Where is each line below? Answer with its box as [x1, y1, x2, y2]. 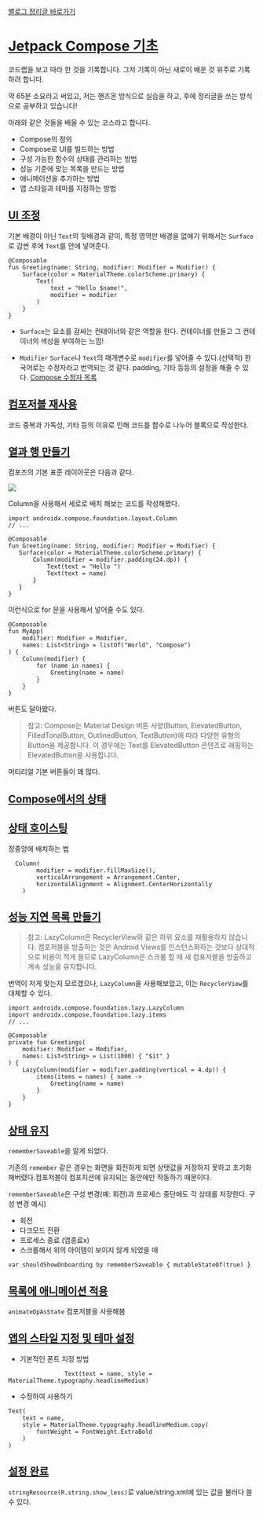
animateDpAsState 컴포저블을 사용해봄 [8, 1307, 126, 1316]
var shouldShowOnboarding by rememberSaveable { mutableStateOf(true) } [8, 1261, 251, 1269]
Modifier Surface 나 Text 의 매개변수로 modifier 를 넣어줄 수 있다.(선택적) [19, 353, 243, 362]
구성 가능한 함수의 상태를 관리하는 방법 [19, 154, 137, 163]
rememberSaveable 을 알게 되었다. [8, 1146, 108, 1156]
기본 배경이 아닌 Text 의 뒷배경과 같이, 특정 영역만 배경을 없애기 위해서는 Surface [8, 231, 254, 240]
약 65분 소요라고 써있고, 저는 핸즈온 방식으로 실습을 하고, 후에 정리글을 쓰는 [8, 91, 238, 101]
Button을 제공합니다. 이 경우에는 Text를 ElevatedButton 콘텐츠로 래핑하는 [27, 741, 254, 750]
